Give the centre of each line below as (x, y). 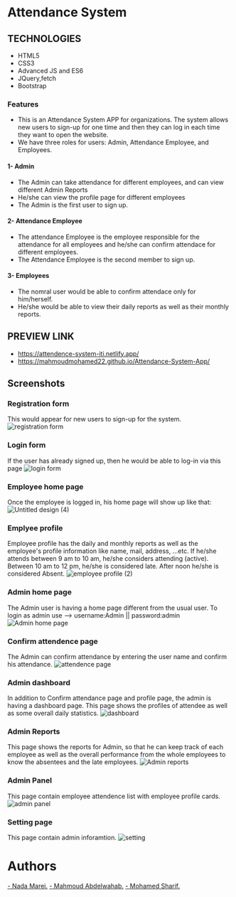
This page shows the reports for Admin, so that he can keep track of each (116, 747)
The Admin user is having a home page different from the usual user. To (113, 608)
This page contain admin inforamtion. (62, 838)
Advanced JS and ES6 (50, 71)
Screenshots (36, 383)
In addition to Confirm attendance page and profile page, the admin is (109, 698)
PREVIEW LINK (41, 337)
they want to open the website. (63, 135)
